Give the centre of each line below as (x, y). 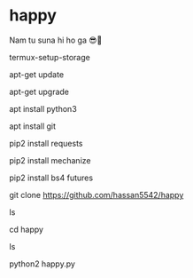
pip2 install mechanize (50, 160)
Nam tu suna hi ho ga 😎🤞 (56, 40)
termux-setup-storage (50, 57)
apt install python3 (43, 108)
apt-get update (37, 74)
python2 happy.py (42, 264)
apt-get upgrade (39, 91)
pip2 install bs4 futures (51, 178)
